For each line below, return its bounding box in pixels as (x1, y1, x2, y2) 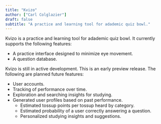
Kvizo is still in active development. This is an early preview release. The (5, 66, 156, 72)
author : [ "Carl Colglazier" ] (5, 12, 67, 17)
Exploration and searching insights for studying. (12, 92, 113, 98)
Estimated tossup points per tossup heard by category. (20, 102, 135, 109)
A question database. (12, 56, 57, 62)
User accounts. (12, 81, 45, 87)
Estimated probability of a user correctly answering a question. (20, 108, 152, 114)
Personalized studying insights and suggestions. (20, 113, 122, 119)
